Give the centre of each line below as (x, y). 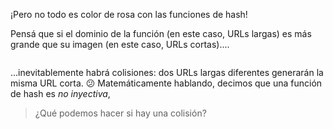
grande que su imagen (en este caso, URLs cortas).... (120, 44)
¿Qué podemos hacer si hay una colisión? (120, 113)
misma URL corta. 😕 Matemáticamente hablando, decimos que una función (166, 83)
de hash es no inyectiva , (60, 93)
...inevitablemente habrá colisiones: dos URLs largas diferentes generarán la (167, 72)
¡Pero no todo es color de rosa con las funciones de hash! (129, 14)
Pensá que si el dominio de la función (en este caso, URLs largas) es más (161, 33)
